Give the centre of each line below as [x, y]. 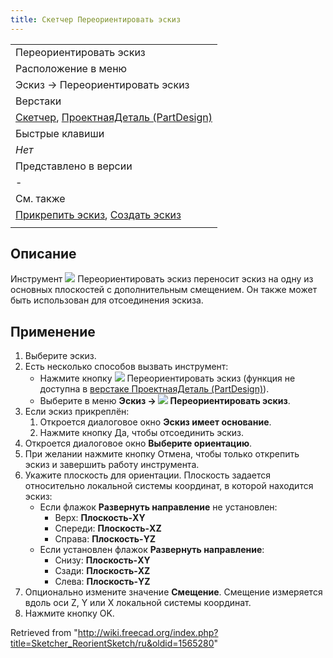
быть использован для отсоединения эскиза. [107, 300]
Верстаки [38, 101]
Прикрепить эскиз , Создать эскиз [98, 214]
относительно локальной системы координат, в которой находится [169, 486]
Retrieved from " [44, 633]
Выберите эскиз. [60, 356]
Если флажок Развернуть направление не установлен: [158, 507]
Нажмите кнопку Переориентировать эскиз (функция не [167, 378]
